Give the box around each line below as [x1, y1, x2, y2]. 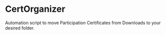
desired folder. [5, 25, 35, 31]
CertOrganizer [5, 3, 66, 15]
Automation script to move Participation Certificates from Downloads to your [5, 20, 161, 26]
